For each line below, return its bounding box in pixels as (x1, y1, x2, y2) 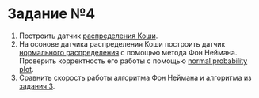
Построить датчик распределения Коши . (18, 31, 158, 40)
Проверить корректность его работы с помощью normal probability (18, 56, 248, 66)
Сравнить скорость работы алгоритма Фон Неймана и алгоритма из (18, 73, 252, 82)
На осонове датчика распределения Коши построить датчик (18, 39, 226, 48)
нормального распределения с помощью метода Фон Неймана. (18, 47, 238, 57)
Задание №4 (7, 5, 96, 23)
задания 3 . (18, 81, 55, 91)
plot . (18, 64, 34, 73)
